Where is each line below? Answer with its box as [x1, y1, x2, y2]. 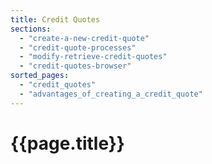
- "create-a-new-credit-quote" [19, 33, 150, 43]
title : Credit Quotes [10, 14, 101, 25]
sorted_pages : [10, 71, 70, 81]
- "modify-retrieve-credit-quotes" [19, 52, 168, 62]
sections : [10, 24, 52, 34]
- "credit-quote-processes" [19, 42, 137, 53]
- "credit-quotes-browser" [19, 61, 132, 71]
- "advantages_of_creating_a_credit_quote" [19, 89, 203, 99]
